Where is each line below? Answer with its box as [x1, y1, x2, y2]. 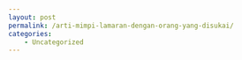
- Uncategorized [24, 37, 85, 47]
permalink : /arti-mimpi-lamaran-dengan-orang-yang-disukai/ [8, 21, 235, 30]
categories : [8, 29, 52, 38]
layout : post [8, 12, 57, 22]
